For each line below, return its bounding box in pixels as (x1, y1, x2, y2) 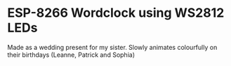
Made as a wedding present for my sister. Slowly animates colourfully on (7, 43, 218, 51)
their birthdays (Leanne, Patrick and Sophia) (7, 51, 136, 59)
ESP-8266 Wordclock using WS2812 (7, 5, 225, 21)
